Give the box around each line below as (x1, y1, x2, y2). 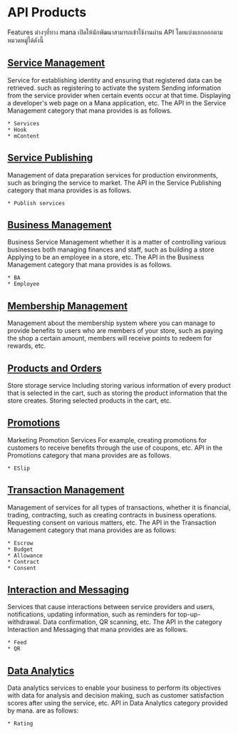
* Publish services (7, 200, 66, 207)
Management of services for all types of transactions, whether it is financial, (7, 503, 231, 512)
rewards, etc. (7, 341, 46, 350)
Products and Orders (7, 362, 102, 374)
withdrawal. (7, 618, 42, 626)
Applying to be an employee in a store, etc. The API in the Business (7, 253, 205, 262)
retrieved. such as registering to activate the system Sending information (7, 83, 222, 92)
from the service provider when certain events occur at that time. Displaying (7, 91, 232, 100)
